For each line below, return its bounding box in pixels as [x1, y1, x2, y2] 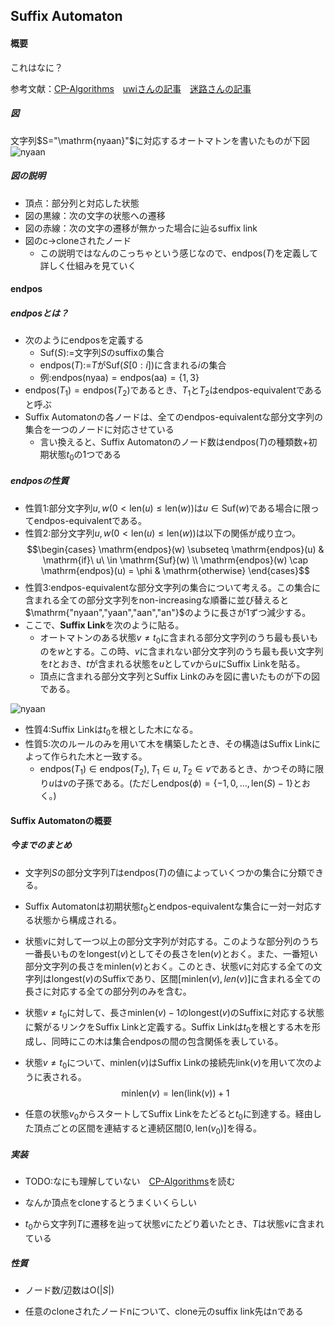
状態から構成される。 [33, 914, 122, 926]
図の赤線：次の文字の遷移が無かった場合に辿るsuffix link [24, 222, 258, 234]
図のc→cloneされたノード [24, 234, 132, 246]
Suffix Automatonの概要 [10, 814, 112, 826]
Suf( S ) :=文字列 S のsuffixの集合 [39, 347, 165, 359]
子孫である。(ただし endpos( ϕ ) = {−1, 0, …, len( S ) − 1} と [76, 777, 303, 789]
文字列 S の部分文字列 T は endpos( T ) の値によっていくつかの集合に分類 [24, 866, 307, 878]
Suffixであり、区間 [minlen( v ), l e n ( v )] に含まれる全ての [101, 973, 322, 985]
